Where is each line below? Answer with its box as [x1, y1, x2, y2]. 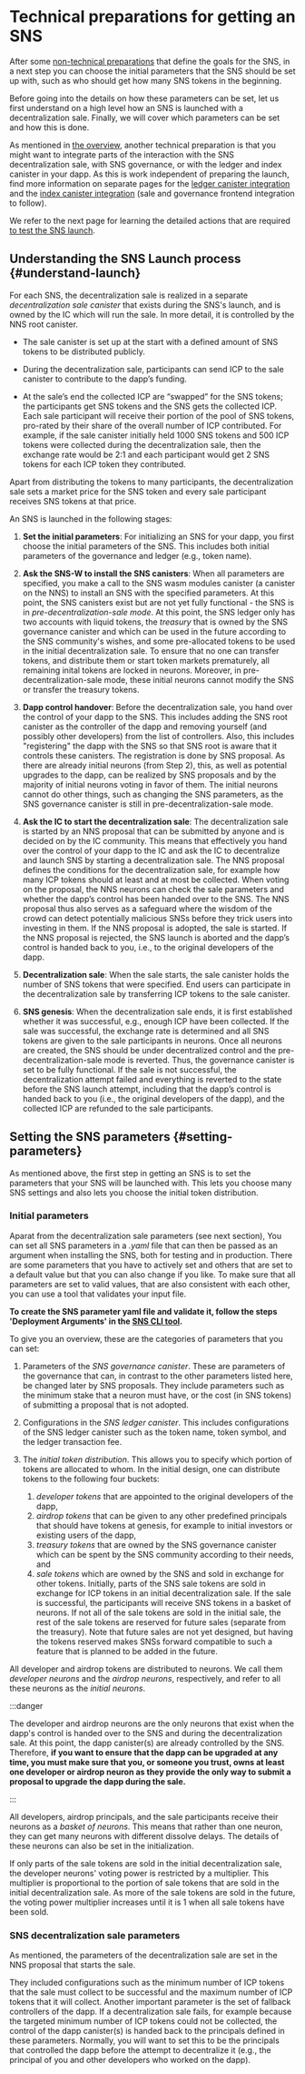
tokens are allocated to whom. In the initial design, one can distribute [22, 1463, 280, 1474]
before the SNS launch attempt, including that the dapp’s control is [22, 1083, 271, 1094]
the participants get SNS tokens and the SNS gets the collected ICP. [22, 401, 277, 412]
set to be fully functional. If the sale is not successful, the [22, 1063, 237, 1075]
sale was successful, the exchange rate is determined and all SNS [22, 1025, 270, 1036]
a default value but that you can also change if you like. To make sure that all [9, 1268, 296, 1280]
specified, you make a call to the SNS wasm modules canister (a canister [22, 577, 296, 588]
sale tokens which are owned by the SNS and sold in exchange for [35, 1568, 284, 1579]
